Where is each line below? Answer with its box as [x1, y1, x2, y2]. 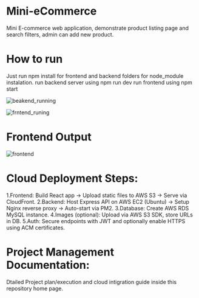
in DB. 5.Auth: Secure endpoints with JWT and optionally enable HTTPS [6, 217, 186, 224]
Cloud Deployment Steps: [6, 172, 138, 185]
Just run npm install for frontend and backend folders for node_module [6, 72, 184, 80]
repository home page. [6, 285, 64, 292]
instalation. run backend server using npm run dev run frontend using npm [6, 78, 192, 86]
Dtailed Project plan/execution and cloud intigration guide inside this [6, 278, 177, 285]
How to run [6, 52, 63, 66]
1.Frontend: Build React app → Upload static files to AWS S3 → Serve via [6, 192, 187, 199]
